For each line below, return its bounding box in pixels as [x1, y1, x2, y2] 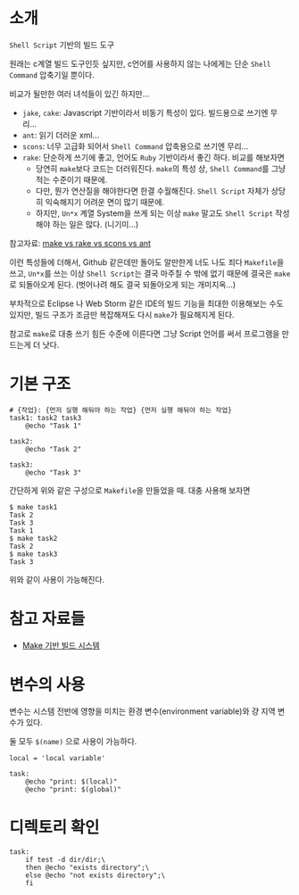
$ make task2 [9, 534, 58, 543]
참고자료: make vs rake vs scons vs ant [9, 237, 152, 248]
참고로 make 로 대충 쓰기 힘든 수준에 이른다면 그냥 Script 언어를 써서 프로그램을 [9, 327, 280, 339]
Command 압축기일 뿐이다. [9, 69, 96, 80]
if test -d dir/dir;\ [25, 855, 105, 864]
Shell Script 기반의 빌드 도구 [9, 39, 114, 50]
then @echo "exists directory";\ [25, 863, 150, 872]
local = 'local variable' [9, 753, 105, 763]
